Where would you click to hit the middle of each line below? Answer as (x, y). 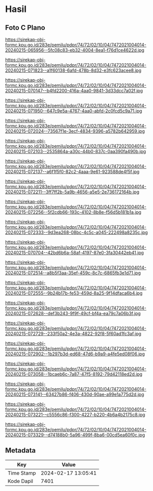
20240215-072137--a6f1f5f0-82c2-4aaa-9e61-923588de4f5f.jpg (72, 171)
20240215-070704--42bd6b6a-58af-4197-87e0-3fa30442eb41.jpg (75, 252)
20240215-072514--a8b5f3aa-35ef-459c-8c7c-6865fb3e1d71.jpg (73, 273)
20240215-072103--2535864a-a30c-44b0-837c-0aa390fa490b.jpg (76, 151)
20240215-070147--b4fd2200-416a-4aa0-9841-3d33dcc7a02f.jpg (74, 90)
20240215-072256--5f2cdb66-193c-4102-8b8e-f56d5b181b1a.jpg (73, 212)
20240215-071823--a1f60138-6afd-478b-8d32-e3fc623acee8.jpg (73, 70)
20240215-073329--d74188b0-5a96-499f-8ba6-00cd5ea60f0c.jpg (75, 435)
